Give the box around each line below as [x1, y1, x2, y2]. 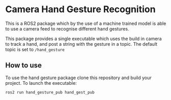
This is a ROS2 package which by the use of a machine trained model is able [5, 20, 166, 26]
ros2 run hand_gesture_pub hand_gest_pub [5, 90, 95, 95]
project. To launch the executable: [5, 80, 77, 86]
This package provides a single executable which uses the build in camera [5, 36, 162, 42]
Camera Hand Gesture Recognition [5, 4, 156, 15]
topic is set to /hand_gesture [5, 46, 65, 52]
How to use [5, 61, 42, 70]
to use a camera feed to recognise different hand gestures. [5, 25, 129, 31]
